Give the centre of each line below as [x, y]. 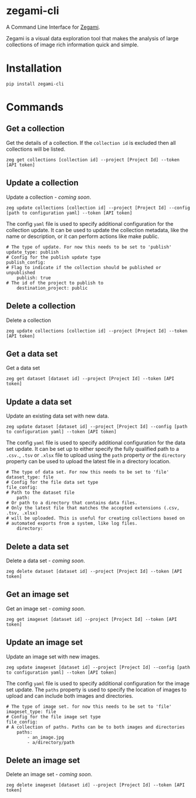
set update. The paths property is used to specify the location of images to [96, 690]
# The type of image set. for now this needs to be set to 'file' [89, 707]
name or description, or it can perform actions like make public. [83, 236]
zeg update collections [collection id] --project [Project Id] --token [97, 331]
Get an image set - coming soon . [46, 609]
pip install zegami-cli [35, 84]
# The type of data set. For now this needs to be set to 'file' [87, 472]
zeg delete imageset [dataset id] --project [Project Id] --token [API [95, 785]
